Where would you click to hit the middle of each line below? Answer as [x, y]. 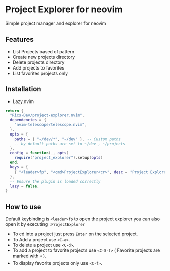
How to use [23, 207]
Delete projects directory [38, 62]
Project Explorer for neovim [64, 9]
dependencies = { [28, 120]
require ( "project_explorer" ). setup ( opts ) [58, 158]
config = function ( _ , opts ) [39, 153]
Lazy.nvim [23, 101]
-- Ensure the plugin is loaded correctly [55, 181]
